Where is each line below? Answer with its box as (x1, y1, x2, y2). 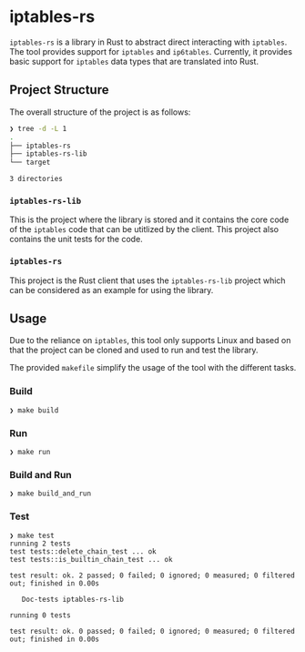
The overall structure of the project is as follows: (9, 107, 191, 117)
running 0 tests (9, 610, 71, 620)
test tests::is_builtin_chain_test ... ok (9, 555, 173, 564)
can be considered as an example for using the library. (9, 284, 214, 295)
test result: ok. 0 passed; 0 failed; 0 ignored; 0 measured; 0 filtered (9, 627, 296, 636)
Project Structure (9, 82, 109, 97)
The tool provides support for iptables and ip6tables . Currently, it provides (9, 46, 293, 56)
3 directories (9, 175, 64, 184)
